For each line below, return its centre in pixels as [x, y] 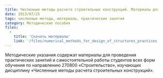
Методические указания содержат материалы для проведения [71, 55]
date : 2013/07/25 [23, 14]
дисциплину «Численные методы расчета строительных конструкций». [80, 70]
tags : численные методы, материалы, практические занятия [65, 18]
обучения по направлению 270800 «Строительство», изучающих [73, 65]
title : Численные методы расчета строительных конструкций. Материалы [78, 9]
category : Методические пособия [38, 23]
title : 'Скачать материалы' [42, 37]
